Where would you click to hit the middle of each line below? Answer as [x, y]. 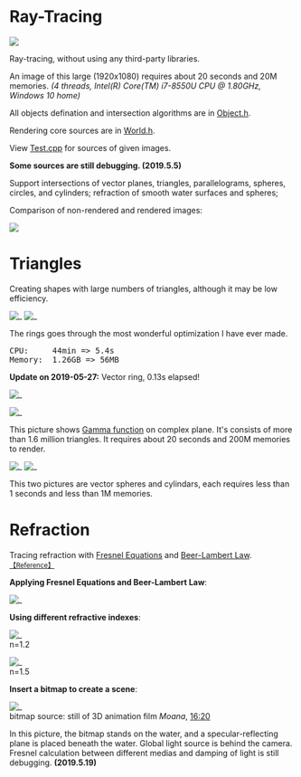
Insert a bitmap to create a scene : [74, 688]
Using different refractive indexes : [75, 617]
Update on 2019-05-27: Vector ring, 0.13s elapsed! [105, 376]
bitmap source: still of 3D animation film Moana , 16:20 [110, 715]
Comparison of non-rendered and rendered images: [106, 210]
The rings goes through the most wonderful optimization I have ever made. [149, 333]
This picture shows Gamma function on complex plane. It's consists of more [151, 429]
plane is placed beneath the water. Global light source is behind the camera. [151, 743]
